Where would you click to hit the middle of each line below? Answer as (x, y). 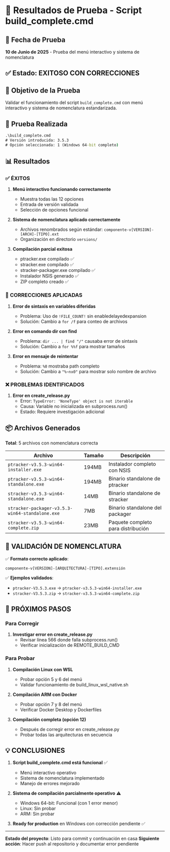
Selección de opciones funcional (54, 210)
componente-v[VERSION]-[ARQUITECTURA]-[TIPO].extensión (65, 568)
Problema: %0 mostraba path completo (60, 366)
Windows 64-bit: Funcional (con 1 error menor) (69, 803)
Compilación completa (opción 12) (49, 719)
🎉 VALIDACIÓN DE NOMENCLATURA (63, 546)
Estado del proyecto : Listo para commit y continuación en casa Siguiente (82, 839)
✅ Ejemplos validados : (29, 578)
